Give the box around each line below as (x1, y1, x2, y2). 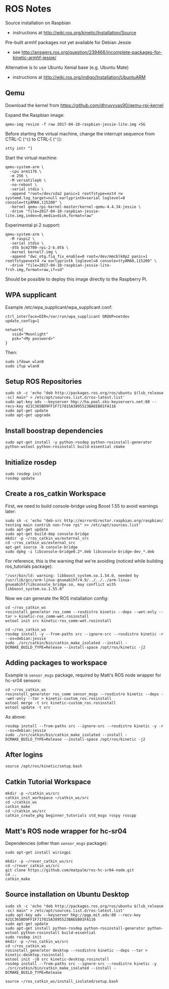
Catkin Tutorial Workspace (5, 777, 91, 786)
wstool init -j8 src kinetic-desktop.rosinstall (5, 957, 109, 962)
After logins (5, 750, 43, 759)
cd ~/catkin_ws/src (5, 808, 46, 814)
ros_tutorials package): (5, 563, 53, 569)
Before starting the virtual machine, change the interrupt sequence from (5, 130, 155, 137)
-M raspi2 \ (10, 236, 35, 241)
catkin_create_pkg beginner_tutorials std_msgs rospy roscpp (5, 813, 137, 818)
